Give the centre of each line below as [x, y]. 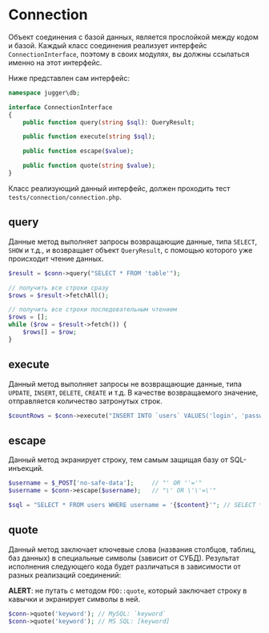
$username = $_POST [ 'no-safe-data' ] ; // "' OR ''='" [105, 483]
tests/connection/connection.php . [65, 197]
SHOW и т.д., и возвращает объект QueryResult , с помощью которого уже [130, 250]
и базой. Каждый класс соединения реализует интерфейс [108, 45]
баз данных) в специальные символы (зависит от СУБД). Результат [124, 558]
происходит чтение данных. [56, 258]
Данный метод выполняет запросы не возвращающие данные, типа [125, 383]
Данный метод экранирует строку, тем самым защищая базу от [118, 460]
